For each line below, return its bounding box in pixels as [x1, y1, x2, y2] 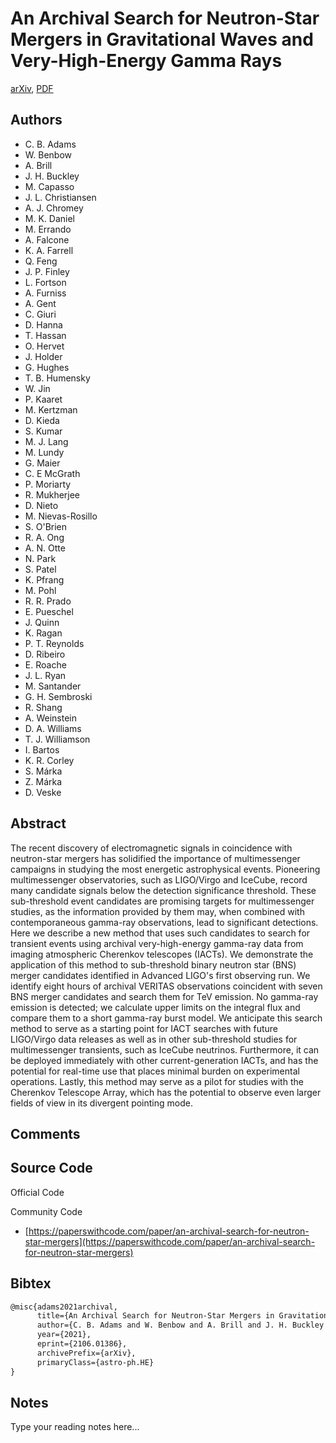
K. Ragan [24, 627, 63, 639]
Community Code [10, 1205, 83, 1217]
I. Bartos [24, 743, 60, 756]
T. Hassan [24, 329, 67, 341]
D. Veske [24, 786, 62, 798]
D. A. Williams [24, 722, 82, 734]
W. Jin [24, 382, 51, 394]
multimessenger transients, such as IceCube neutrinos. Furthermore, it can [10, 1043, 320, 1056]
